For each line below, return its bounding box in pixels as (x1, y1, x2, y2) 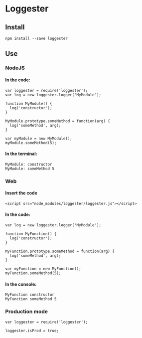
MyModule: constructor (5, 162, 52, 167)
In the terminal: (5, 151, 37, 157)
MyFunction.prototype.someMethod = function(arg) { (5, 249, 115, 254)
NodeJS (5, 64, 25, 71)
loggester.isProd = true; (5, 328, 59, 333)
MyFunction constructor (5, 292, 55, 297)
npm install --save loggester (5, 36, 68, 41)
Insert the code (5, 190, 37, 196)
